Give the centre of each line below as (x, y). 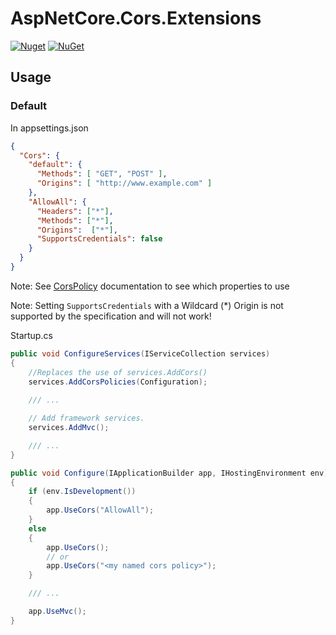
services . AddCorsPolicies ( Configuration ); (118, 382)
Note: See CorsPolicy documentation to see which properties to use (150, 286)
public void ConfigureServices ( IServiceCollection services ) (140, 353)
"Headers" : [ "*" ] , (75, 211)
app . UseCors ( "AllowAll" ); (100, 510)
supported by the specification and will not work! (111, 316)
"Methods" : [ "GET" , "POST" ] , (102, 174)
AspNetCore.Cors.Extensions (136, 18)
